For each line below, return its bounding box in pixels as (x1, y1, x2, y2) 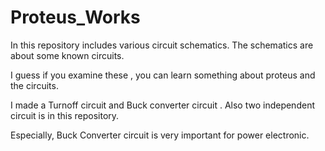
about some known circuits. (10, 49, 125, 61)
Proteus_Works (10, 6, 141, 29)
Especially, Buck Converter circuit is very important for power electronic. (10, 129, 310, 141)
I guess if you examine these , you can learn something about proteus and (10, 69, 316, 81)
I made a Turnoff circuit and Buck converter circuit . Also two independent (10, 99, 315, 111)
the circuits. (10, 79, 59, 91)
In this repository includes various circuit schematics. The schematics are (10, 39, 314, 51)
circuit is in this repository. (10, 109, 120, 121)
